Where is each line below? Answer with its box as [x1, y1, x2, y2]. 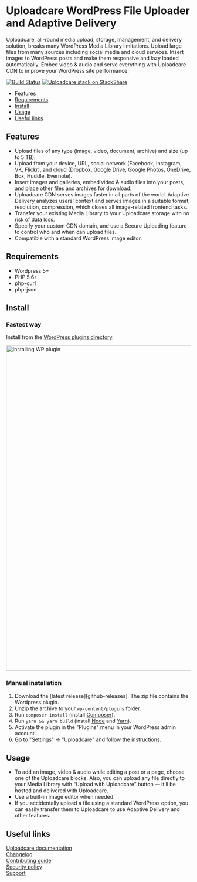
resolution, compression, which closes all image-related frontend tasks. [14, 203, 188, 211]
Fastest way [6, 320, 42, 328]
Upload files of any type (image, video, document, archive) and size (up [14, 147, 188, 154]
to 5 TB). [14, 154, 36, 161]
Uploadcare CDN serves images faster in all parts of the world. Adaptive [14, 191, 189, 198]
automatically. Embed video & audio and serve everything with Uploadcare [6, 60, 186, 68]
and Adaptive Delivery [6, 16, 117, 30]
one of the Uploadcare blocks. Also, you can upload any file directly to [14, 775, 185, 782]
